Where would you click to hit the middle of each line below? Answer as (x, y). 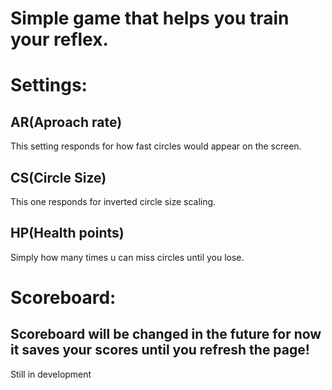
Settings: (49, 85)
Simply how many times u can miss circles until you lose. (127, 257)
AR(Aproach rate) (66, 122)
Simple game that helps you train (150, 18)
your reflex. (59, 39)
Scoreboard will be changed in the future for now (166, 334)
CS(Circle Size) (58, 177)
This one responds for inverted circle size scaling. (113, 201)
